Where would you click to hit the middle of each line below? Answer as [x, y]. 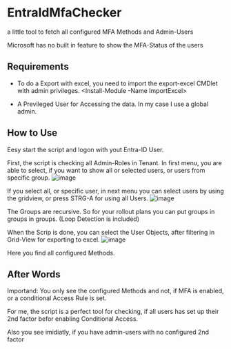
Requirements [38, 67]
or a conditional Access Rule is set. [57, 298]
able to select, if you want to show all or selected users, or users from [106, 170]
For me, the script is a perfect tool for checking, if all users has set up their [113, 312]
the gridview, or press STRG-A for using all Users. [78, 198]
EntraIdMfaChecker [64, 13]
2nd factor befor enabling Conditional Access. [73, 319]
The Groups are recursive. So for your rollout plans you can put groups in [111, 211]
